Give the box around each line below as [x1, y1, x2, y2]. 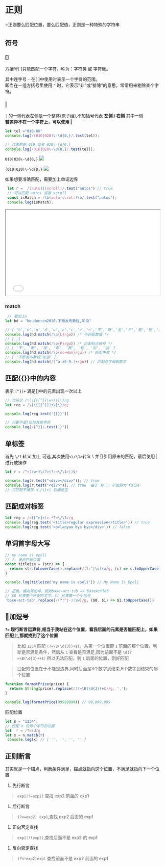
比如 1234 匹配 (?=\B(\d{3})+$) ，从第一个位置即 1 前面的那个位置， [17, 643, 153, 649]
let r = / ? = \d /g [5, 728, 41, 733]
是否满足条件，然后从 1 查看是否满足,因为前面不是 [21, 649, 122, 655]
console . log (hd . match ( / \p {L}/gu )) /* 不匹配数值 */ [5, 332, 109, 337]
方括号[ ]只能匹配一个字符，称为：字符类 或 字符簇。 [5, 66, 111, 72]
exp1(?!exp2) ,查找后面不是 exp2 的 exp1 [17, 835, 98, 840]
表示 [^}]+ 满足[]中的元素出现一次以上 [5, 388, 82, 394]
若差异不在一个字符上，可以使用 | [5, 119, 72, 125]
